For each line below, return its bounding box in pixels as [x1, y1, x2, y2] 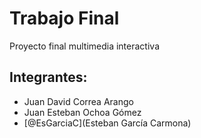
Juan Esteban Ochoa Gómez [23, 106, 142, 118]
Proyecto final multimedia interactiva [9, 40, 160, 52]
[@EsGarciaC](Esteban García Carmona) [23, 117, 192, 129]
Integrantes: [9, 69, 88, 86]
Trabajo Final [9, 7, 120, 30]
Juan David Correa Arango [23, 95, 134, 107]
